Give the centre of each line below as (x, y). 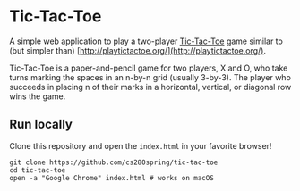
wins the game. (38, 96)
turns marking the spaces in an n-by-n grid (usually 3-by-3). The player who (150, 77)
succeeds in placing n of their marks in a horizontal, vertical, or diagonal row (150, 87)
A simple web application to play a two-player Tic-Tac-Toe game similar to (146, 41)
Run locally (41, 125)
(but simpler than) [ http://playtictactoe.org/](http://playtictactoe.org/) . (138, 50)
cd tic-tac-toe (38, 170)
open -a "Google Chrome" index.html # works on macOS (112, 178)
